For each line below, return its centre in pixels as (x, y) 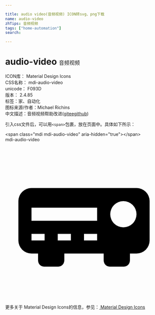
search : (13, 33)
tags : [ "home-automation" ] (33, 28)
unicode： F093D (23, 89)
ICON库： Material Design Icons (38, 76)
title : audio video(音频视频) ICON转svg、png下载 (55, 14)
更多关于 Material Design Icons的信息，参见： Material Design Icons (75, 307)
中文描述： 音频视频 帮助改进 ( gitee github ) (47, 114)
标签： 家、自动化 (23, 101)
